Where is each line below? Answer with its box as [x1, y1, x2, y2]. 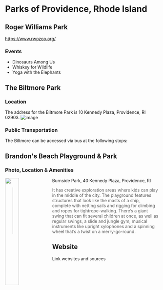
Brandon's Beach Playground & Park [5, 152, 117, 160]
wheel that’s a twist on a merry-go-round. [52, 228, 136, 234]
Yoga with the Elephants [12, 69, 61, 75]
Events [5, 48, 22, 55]
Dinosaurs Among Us [12, 59, 55, 65]
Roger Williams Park [5, 23, 68, 31]
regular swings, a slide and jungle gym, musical [52, 218, 147, 224]
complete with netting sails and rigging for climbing [52, 203, 155, 208]
